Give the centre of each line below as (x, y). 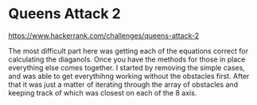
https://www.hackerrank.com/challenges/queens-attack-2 (104, 36)
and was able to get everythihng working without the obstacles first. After (129, 76)
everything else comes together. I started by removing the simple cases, (127, 67)
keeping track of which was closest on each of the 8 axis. (103, 92)
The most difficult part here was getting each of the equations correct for (128, 51)
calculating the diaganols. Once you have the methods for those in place (127, 59)
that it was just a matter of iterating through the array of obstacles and (123, 84)
